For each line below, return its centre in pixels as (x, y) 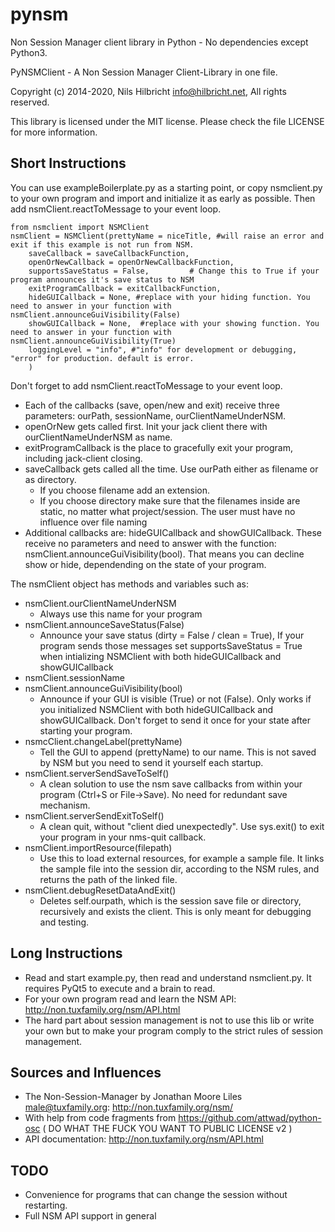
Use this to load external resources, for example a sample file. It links (182, 858)
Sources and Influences (86, 1072)
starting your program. (86, 730)
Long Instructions (66, 953)
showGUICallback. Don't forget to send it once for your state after (175, 720)
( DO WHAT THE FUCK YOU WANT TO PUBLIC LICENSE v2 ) (167, 1129)
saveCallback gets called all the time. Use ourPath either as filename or (171, 469)
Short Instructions (68, 163)
